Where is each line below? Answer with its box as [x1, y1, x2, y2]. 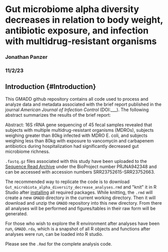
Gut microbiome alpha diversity [5, 4, 139, 15]
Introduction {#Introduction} [5, 82, 96, 91]
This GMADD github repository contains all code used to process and [5, 96, 149, 102]
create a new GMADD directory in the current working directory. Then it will [5, 195, 156, 201]
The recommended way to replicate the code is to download [5, 179, 130, 185]
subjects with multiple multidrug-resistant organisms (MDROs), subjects [5, 127, 154, 133]
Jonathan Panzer [5, 54, 48, 61]
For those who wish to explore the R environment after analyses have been [5, 220, 160, 226]
